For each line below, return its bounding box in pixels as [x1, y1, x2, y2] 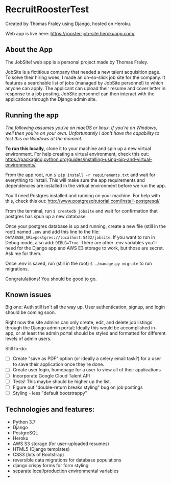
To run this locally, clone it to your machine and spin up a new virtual [5, 145, 152, 152]
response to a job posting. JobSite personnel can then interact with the [5, 91, 155, 97]
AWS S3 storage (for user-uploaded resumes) [12, 440, 110, 447]
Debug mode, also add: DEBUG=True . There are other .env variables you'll [5, 239, 157, 245]
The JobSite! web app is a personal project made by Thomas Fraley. [5, 59, 149, 65]
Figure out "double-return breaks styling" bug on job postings [12, 384, 143, 390]
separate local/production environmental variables [12, 468, 119, 474]
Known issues [5, 290, 52, 299]
